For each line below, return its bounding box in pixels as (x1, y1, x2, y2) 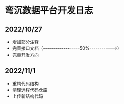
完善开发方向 (12, 51, 39, 58)
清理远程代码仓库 (12, 87, 48, 93)
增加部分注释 (12, 39, 39, 45)
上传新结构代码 (12, 93, 43, 99)
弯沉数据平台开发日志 (5, 5, 94, 16)
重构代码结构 (12, 80, 39, 86)
